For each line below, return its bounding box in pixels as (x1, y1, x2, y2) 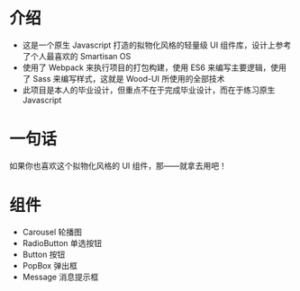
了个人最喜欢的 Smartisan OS (22, 50, 132, 61)
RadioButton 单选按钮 (22, 237, 103, 248)
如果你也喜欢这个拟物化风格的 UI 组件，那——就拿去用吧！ (9, 160, 228, 171)
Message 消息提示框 (22, 271, 99, 282)
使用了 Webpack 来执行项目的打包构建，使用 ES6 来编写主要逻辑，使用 (22, 62, 286, 73)
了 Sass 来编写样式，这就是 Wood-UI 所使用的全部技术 (22, 73, 225, 84)
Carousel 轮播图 (22, 226, 83, 237)
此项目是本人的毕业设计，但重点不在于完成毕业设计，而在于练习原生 (22, 84, 276, 95)
